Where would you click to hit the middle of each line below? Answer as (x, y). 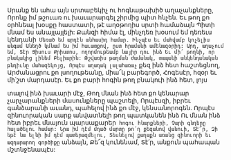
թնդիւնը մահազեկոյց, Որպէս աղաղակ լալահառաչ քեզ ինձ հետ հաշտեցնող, (114, 65)
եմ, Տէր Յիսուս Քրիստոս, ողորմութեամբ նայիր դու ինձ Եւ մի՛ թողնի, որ (111, 52)
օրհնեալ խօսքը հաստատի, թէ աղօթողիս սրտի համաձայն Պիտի (111, 25)
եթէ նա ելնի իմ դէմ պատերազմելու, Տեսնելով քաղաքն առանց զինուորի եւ (110, 135)
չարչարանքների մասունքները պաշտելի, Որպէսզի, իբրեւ (99, 100)
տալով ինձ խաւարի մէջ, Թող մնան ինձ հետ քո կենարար (98, 93)
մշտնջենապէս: (31, 149)
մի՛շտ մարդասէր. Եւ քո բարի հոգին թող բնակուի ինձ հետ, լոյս (107, 80)
